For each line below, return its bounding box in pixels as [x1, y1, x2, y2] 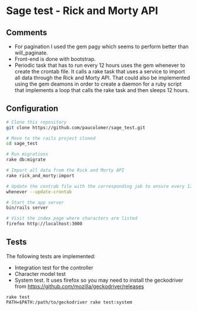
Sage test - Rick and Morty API [6, 4, 158, 18]
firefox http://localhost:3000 [6, 221, 83, 227]
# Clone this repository [6, 119, 67, 125]
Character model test [14, 270, 66, 277]
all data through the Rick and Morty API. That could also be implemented [14, 75, 191, 81]
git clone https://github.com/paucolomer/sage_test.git [6, 124, 145, 130]
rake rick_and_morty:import [6, 173, 75, 178]
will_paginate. [14, 49, 48, 56]
